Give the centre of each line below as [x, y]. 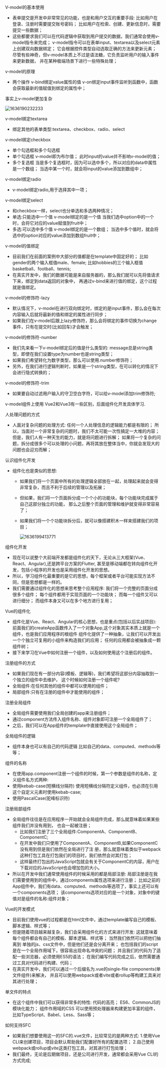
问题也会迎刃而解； [32, 450]
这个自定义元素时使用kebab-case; [47, 792]
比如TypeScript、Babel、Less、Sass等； [54, 1015]
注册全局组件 [18, 702]
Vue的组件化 [18, 611]
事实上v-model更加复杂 [29, 99]
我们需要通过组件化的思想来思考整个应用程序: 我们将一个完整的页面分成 [85, 588]
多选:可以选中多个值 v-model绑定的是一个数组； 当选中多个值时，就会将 [85, 229]
